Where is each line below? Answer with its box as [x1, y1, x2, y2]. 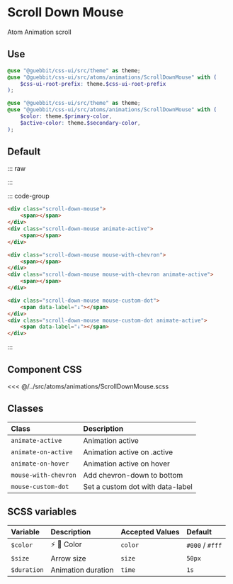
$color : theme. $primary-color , [20, 113, 113, 120]
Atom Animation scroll [7, 28, 72, 36]
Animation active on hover [83, 459, 170, 468]
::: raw [7, 164, 26, 173]
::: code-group [7, 192, 50, 201]
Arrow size [50, 554, 86, 563]
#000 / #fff [186, 540, 222, 550]
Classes [7, 403, 44, 415]
